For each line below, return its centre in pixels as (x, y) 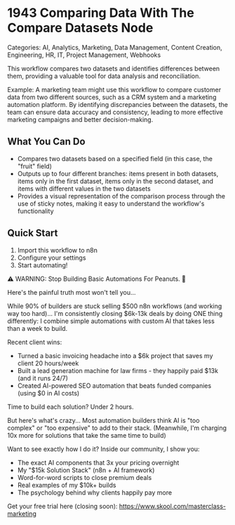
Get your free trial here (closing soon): (62, 506)
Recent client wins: (35, 342)
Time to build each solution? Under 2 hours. (71, 407)
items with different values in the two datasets (84, 189)
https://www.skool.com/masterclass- (173, 506)
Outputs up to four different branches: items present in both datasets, (118, 173)
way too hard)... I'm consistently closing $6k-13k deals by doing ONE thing (115, 313)
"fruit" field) (35, 166)
